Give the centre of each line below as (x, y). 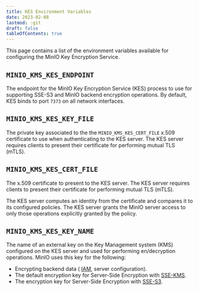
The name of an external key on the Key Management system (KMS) (90, 245)
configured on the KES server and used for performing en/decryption (91, 251)
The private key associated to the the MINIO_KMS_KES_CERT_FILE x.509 (91, 132)
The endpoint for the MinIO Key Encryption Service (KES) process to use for (99, 88)
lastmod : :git (24, 23)
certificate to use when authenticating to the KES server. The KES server (95, 139)
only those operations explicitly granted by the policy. (72, 213)
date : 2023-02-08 (28, 17)
